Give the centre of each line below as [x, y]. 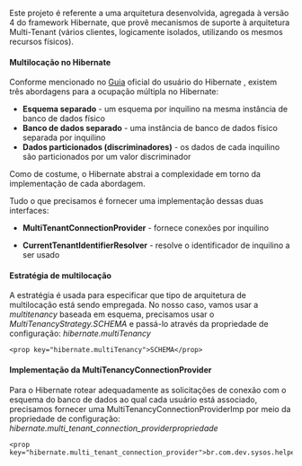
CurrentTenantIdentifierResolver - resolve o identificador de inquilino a [156, 245]
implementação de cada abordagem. [77, 184]
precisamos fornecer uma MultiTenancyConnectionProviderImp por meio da [150, 409]
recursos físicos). [42, 41]
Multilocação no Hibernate [60, 62]
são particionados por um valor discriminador [107, 157]
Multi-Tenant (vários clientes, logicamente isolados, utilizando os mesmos [146, 32]
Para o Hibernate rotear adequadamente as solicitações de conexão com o [148, 390]
